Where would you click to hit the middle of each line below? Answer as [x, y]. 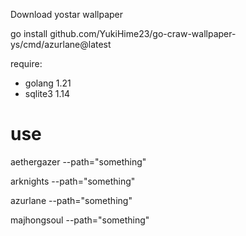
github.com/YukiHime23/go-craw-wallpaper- [143, 33]
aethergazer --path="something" [78, 161]
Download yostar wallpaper [67, 14]
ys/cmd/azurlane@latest [61, 44]
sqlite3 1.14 [47, 93]
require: [26, 63]
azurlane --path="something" [71, 200]
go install [29, 33]
